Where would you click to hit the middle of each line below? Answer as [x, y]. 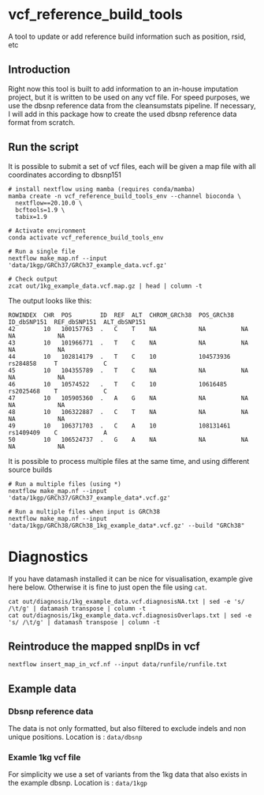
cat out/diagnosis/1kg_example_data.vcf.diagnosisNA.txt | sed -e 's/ [126, 601]
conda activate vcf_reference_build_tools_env [86, 237]
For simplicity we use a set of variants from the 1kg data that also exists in [128, 774]
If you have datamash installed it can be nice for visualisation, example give [131, 578]
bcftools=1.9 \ [40, 210]
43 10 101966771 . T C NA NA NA [128, 343]
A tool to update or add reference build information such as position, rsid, [127, 36]
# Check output [33, 279]
